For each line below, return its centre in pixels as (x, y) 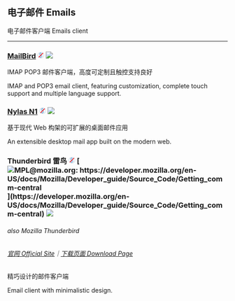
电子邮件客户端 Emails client (48, 31)
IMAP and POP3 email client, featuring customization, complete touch (107, 86)
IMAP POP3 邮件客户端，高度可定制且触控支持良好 (80, 72)
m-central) (26, 214)
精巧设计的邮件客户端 (38, 276)
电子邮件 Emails (42, 13)
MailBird (22, 56)
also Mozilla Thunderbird (43, 230)
